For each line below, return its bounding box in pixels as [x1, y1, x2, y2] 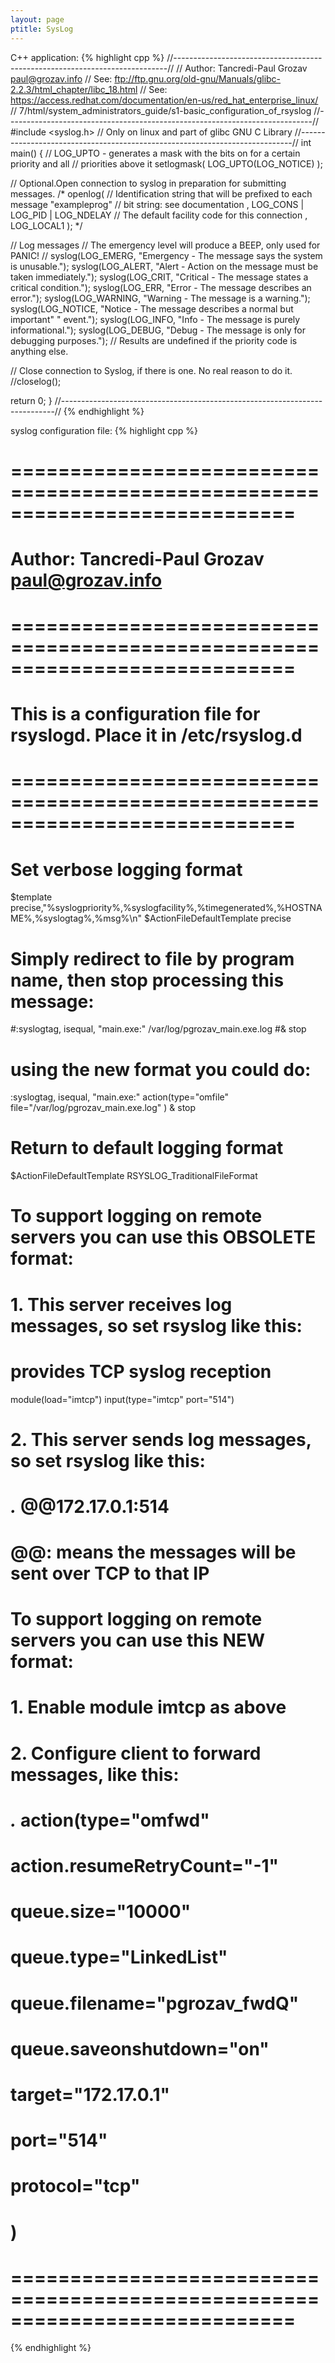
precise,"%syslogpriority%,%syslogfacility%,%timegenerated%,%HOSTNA [10, 902, 323, 914]
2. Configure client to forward [10, 1742, 262, 1765]
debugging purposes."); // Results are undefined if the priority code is [10, 334, 298, 346]
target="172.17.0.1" [10, 2083, 171, 2106]
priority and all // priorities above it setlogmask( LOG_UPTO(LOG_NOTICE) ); [10, 157, 323, 170]
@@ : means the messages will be [10, 1541, 297, 1564]
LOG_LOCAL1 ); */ [10, 219, 83, 231]
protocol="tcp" [10, 2175, 141, 2198]
